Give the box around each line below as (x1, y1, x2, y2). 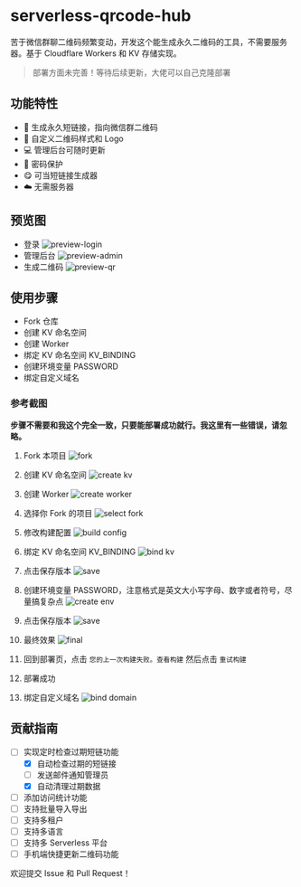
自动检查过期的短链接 (36, 758, 117, 769)
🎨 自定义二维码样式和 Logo (23, 133, 125, 144)
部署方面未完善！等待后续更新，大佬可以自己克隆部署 (32, 67, 231, 78)
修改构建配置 (23, 526, 71, 538)
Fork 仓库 (23, 316, 60, 326)
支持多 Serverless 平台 (23, 837, 108, 848)
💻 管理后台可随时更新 (23, 144, 107, 155)
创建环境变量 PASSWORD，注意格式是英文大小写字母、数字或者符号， (23, 584, 285, 595)
